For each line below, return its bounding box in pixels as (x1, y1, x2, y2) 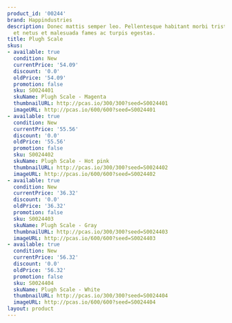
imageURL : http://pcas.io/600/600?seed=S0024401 (13, 106, 156, 113)
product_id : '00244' (7, 10, 67, 17)
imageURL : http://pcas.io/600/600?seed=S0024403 (13, 235, 156, 242)
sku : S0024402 (13, 151, 54, 159)
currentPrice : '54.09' (13, 61, 79, 68)
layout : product (7, 305, 54, 313)
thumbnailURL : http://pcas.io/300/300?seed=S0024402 (13, 164, 168, 171)
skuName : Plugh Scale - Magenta (13, 94, 107, 101)
